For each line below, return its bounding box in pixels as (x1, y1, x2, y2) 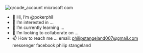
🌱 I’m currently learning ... (12, 25, 65, 30)
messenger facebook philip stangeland (12, 42, 91, 48)
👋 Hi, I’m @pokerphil (12, 14, 54, 20)
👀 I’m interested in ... (12, 20, 54, 25)
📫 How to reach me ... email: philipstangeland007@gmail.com (12, 35, 139, 41)
